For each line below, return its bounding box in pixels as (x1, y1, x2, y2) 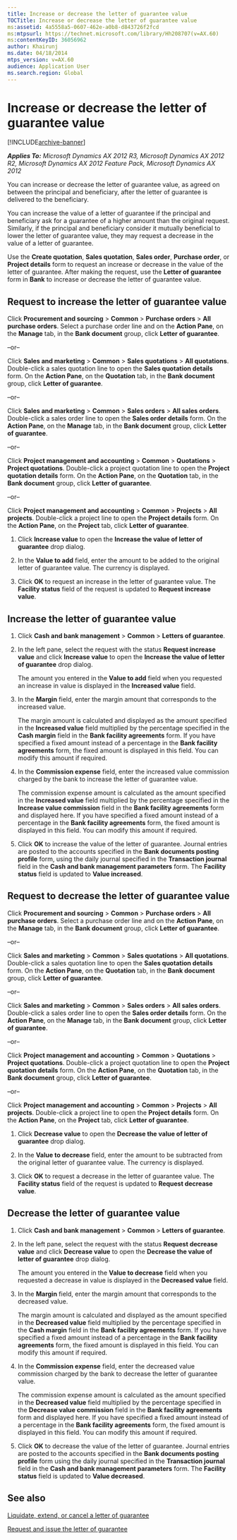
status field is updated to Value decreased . (17, 1472, 145, 1480)
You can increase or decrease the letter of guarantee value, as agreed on (7, 181, 220, 189)
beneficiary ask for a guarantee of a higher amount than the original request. (7, 217, 230, 225)
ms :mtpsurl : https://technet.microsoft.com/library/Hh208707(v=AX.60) (7, 30, 219, 37)
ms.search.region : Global (7, 69, 83, 76)
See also (7, 1492, 46, 1504)
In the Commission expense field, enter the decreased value (17, 1361, 195, 1370)
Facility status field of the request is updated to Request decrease (17, 1179, 213, 1188)
